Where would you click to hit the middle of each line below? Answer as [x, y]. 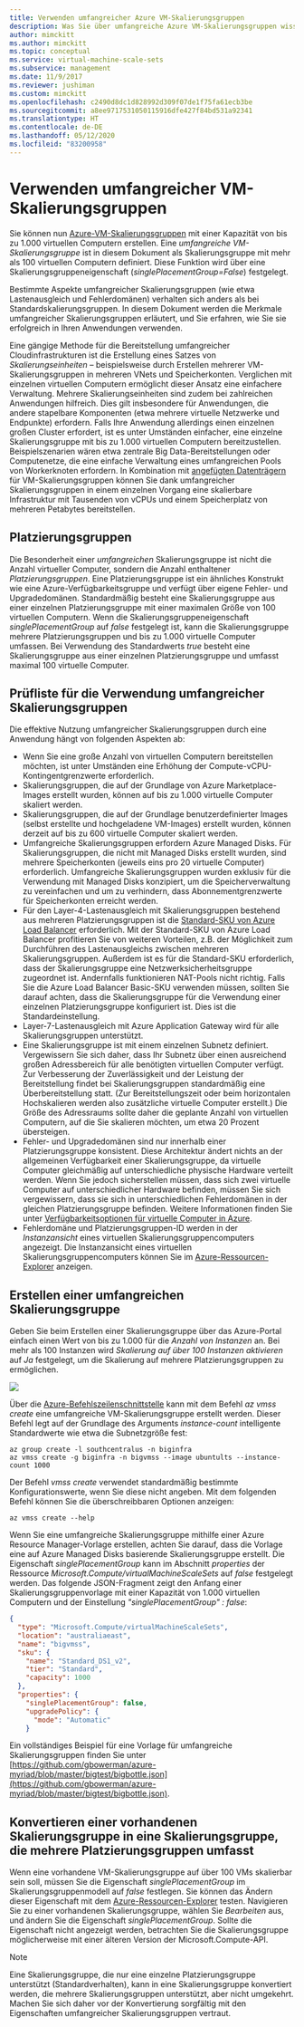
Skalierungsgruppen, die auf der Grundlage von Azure [123, 785]
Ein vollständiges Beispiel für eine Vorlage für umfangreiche [121, 1745]
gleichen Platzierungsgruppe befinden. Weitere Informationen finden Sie [157, 1209]
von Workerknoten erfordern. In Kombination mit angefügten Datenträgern [148, 470]
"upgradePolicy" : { [62, 1711]
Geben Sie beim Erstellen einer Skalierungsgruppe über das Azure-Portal [146, 1331]
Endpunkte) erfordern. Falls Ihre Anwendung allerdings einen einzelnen [142, 422]
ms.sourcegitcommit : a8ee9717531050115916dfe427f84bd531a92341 [131, 110]
